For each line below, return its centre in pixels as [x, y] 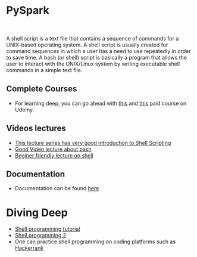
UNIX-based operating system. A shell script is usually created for [87, 45]
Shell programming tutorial [47, 229]
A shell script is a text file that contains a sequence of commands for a [93, 38]
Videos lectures [36, 128]
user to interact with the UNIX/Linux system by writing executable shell [93, 64]
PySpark [28, 10]
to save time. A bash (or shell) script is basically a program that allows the [97, 57]
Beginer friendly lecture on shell [54, 155]
